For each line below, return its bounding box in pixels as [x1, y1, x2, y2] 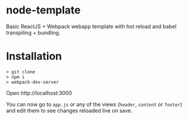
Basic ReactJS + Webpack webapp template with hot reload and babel [6, 23, 177, 30]
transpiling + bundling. [6, 29, 61, 36]
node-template [6, 4, 81, 17]
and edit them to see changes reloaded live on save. [6, 107, 133, 114]
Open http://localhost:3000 [6, 89, 72, 97]
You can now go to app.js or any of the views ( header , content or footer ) [6, 101, 183, 108]
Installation [6, 50, 62, 63]
